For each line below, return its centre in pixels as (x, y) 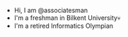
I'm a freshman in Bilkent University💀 (67, 18)
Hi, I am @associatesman (51, 10)
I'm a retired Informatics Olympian (64, 26)
